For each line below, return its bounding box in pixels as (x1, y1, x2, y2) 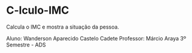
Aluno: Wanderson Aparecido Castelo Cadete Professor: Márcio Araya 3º (6, 35, 187, 42)
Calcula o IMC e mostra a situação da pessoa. (6, 23, 120, 30)
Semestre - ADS (6, 41, 46, 48)
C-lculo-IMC (6, 4, 69, 17)
